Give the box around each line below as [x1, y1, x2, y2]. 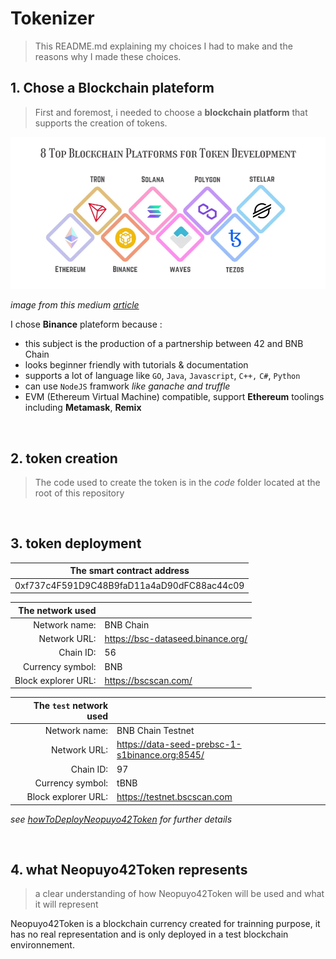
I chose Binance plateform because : [10, 318, 163, 331]
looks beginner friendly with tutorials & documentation [24, 359, 249, 371]
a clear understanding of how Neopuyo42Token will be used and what [34, 888, 325, 900]
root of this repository [34, 487, 125, 499]
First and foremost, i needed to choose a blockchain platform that [34, 106, 308, 118]
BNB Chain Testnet [116, 725, 195, 737]
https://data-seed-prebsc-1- [116, 738, 242, 751]
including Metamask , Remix [24, 402, 142, 414]
